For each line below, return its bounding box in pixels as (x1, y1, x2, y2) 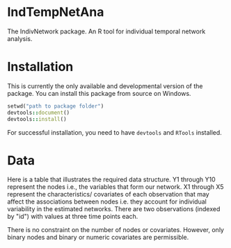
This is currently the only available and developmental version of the (7, 81, 203, 90)
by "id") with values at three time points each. (7, 213, 138, 221)
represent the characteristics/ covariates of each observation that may (7, 190, 210, 199)
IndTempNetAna (7, 4, 104, 20)
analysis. (7, 34, 33, 42)
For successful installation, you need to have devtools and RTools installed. (7, 128, 223, 136)
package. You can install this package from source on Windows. (7, 89, 191, 97)
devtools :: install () (7, 115, 67, 122)
